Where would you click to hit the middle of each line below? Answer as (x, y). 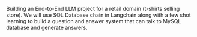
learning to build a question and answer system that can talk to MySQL (94, 21)
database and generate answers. (47, 27)
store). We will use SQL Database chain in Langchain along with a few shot (98, 15)
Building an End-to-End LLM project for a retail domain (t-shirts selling (93, 9)
